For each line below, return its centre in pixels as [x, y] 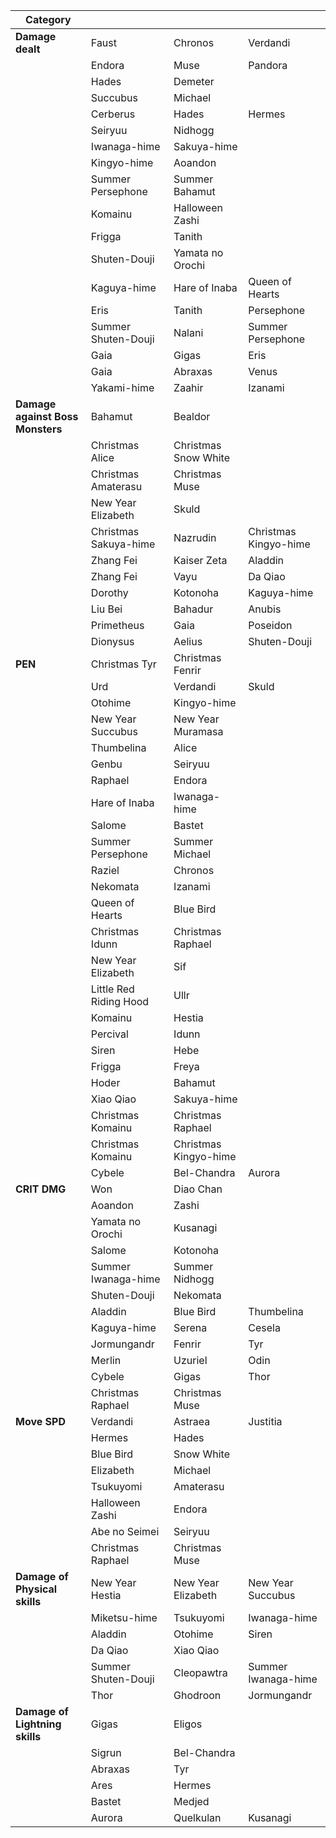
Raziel [105, 870]
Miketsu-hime [124, 1617]
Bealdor [192, 416]
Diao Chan [198, 1189]
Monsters [39, 429]
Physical [36, 1589]
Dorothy [109, 592]
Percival [109, 1034]
